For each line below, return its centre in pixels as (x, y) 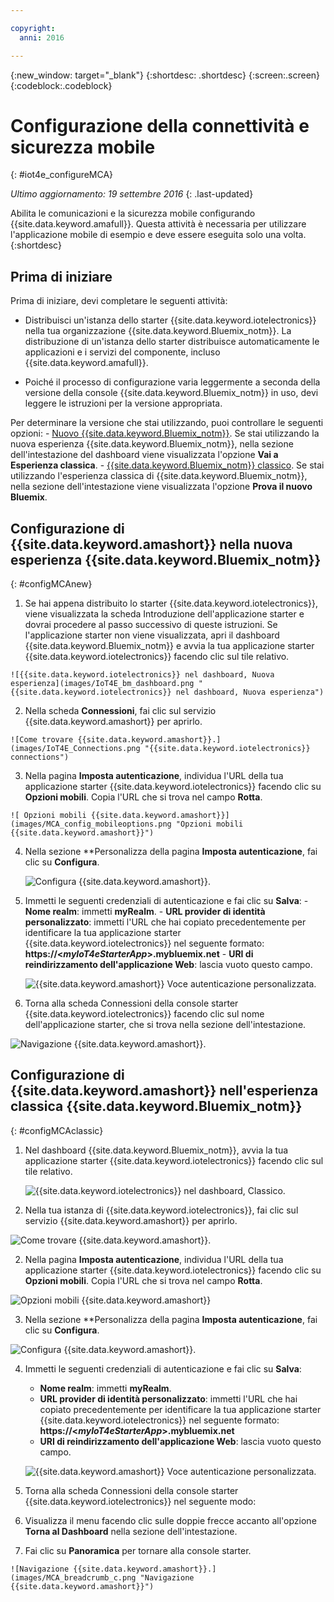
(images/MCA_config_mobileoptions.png (91, 824)
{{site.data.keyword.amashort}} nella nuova (151, 544)
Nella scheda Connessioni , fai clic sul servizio (120, 711)
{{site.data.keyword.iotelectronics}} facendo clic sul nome (144, 1014)
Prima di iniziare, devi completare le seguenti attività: (119, 301)
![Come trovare (42, 740)
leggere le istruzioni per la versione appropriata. (123, 403)
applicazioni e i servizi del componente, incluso (122, 352)
